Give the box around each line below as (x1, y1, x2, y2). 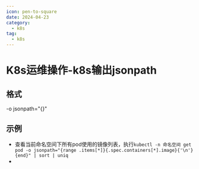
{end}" (14, 152, 31, 158)
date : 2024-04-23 (6, 14, 49, 20)
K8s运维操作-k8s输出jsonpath (6, 63, 157, 77)
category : (6, 20, 31, 25)
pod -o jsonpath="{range (14, 147, 77, 153)
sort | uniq (39, 152, 68, 158)
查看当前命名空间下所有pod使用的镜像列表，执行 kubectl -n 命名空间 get (14, 141, 192, 148)
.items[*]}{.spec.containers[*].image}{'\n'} (78, 147, 194, 153)
